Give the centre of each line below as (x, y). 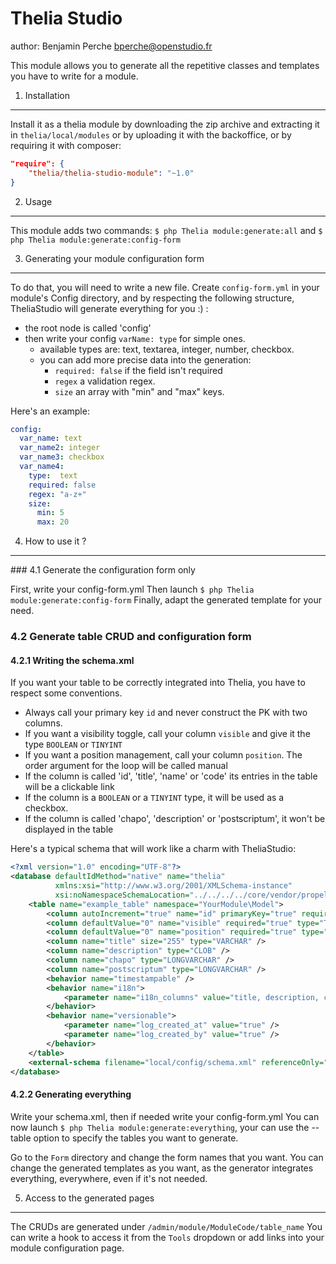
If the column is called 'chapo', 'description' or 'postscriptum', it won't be (175, 819)
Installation (47, 95)
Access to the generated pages (89, 1198)
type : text (53, 475)
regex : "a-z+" (57, 494)
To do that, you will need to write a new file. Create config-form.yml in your (165, 287)
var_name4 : (42, 467)
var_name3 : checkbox (62, 457)
